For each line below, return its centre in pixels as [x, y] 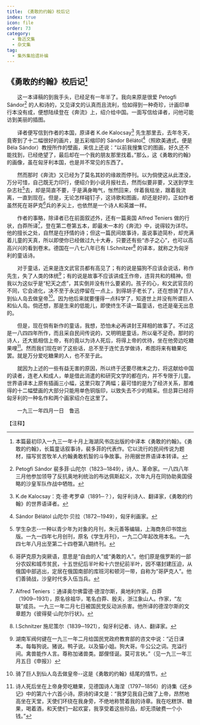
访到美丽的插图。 [28, 120]
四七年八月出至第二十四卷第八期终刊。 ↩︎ [65, 544]
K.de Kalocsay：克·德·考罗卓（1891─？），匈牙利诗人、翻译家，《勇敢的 [101, 496]
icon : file [20, 23]
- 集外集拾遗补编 [30, 56]
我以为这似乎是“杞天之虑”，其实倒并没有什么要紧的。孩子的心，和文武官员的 [100, 283]
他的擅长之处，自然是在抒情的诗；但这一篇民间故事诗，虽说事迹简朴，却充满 [100, 233]
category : [19, 34]
